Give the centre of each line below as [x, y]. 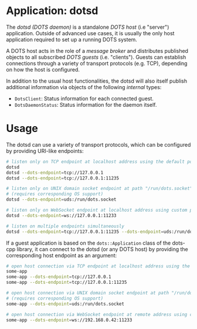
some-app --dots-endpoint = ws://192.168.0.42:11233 [69, 320]
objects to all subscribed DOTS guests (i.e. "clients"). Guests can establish [96, 57]
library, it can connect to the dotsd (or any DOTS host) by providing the [103, 249]
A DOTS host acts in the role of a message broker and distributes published [97, 50]
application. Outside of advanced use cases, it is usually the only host [90, 33]
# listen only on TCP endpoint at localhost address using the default [95, 162]
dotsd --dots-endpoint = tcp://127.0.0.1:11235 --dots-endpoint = [85, 232]
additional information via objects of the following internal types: [84, 87]
